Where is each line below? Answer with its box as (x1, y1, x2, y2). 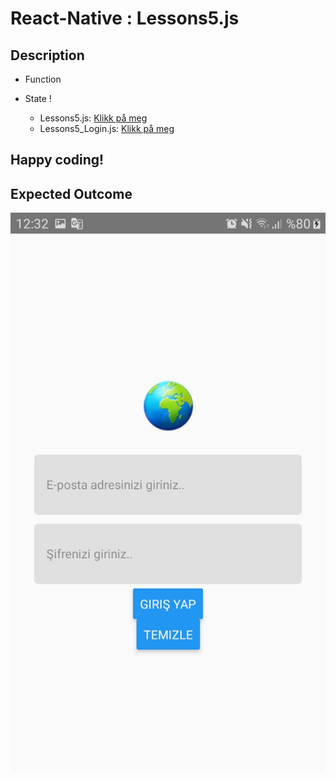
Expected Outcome (10, 185, 133, 202)
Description (10, 47, 85, 64)
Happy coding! (10, 152, 105, 169)
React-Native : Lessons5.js (10, 7, 240, 30)
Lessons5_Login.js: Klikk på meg (39, 123, 175, 134)
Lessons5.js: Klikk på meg (39, 112, 148, 124)
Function (24, 73, 62, 85)
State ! (24, 93, 52, 104)
